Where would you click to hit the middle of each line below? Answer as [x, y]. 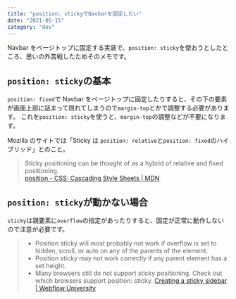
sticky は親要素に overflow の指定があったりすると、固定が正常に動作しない [116, 220]
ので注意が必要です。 [38, 229]
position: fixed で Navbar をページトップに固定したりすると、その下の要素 [117, 99]
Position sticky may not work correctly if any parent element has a [131, 258]
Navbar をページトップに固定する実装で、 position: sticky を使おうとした [115, 48]
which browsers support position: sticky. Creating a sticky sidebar [131, 281]
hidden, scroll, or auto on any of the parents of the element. [122, 251]
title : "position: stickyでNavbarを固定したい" [75, 14]
